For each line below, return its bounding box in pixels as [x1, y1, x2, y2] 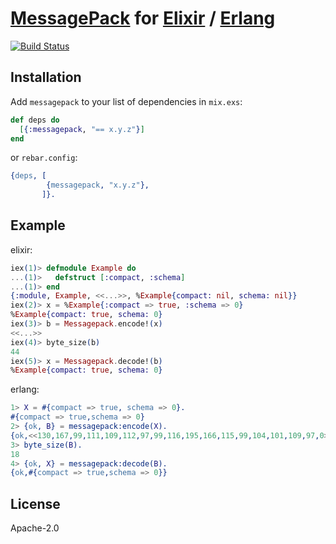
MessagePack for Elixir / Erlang [10, 7, 276, 30]
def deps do [10, 115, 60, 125]
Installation [10, 69, 82, 86]
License [10, 495, 61, 512]
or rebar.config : [10, 152, 78, 164]
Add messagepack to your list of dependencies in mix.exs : [10, 95, 243, 107]
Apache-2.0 [10, 522, 60, 534]
